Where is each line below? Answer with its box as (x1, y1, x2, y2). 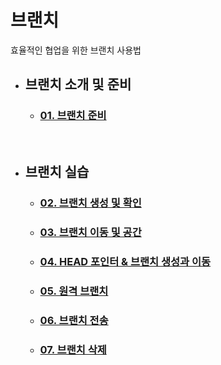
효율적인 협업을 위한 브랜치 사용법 (10, 44, 142, 56)
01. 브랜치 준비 (39, 109, 107, 123)
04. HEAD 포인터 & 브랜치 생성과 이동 (39, 254, 212, 268)
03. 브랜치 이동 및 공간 (39, 225, 142, 239)
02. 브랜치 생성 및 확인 (39, 196, 142, 210)
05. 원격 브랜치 (39, 284, 109, 298)
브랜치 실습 (24, 164, 90, 181)
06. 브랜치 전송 (39, 313, 109, 327)
